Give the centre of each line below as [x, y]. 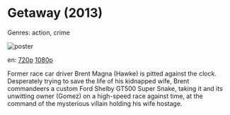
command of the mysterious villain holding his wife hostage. [95, 103]
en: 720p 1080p [30, 60]
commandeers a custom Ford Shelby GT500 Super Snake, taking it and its [115, 88]
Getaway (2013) [55, 13]
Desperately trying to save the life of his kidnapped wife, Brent [98, 81]
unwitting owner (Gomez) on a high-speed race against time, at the [105, 96]
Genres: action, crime [39, 32]
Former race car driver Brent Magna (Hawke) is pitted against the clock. [112, 73]
